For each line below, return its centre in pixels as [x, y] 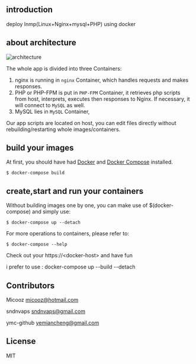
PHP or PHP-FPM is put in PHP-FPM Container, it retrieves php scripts [97, 92]
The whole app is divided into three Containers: [64, 68]
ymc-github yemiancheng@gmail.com [53, 323]
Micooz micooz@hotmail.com [42, 300]
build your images [40, 148]
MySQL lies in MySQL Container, [52, 111]
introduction [30, 10]
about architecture [41, 43]
